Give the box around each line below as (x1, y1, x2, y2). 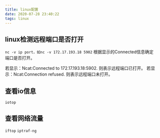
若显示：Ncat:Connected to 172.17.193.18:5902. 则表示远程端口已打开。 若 (5, 65, 151, 71)
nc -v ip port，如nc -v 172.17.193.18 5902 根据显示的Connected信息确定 (5, 49, 154, 55)
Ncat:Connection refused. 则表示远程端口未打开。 (13, 71, 113, 77)
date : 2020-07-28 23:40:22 (5, 12, 59, 16)
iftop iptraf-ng (5, 128, 37, 133)
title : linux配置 (5, 7, 39, 12)
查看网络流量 (5, 114, 44, 123)
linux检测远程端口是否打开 (5, 35, 84, 44)
